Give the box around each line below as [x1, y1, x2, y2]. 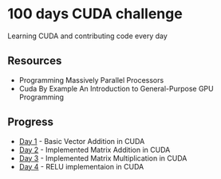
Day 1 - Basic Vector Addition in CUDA [18, 136, 145, 146]
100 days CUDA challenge [7, 5, 183, 23]
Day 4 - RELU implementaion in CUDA [18, 161, 144, 171]
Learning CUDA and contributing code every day [7, 31, 168, 41]
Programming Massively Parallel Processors [18, 75, 164, 84]
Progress [7, 115, 53, 129]
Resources [7, 54, 62, 68]
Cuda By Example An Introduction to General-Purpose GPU [18, 84, 214, 93]
